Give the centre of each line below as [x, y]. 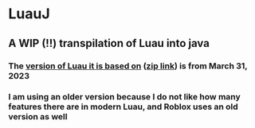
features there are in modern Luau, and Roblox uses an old [124, 107]
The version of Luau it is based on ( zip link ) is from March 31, [128, 66]
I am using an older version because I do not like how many [124, 97]
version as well [38, 117]
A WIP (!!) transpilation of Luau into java [109, 43]
